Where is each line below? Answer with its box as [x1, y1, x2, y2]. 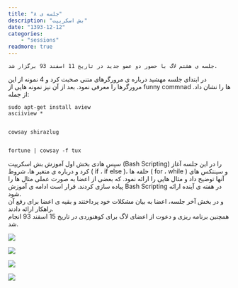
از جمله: [8, 90, 30, 98]
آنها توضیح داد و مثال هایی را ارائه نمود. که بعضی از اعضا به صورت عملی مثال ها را [8, 175, 225, 183]
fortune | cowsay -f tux [8, 147, 81, 154]
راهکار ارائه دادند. [8, 205, 54, 213]
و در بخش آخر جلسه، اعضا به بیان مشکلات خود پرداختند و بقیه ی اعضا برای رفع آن [8, 197, 224, 205]
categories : [8, 30, 43, 38]
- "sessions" [21, 37, 59, 44]
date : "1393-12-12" [8, 23, 66, 30]
